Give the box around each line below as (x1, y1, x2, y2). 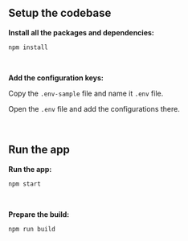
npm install (8, 43, 48, 51)
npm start (8, 180, 42, 188)
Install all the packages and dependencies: (8, 27, 154, 37)
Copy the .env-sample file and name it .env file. (8, 88, 164, 98)
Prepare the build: (8, 209, 70, 219)
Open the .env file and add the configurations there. (8, 104, 181, 113)
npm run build (8, 225, 56, 233)
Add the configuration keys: (8, 72, 104, 83)
